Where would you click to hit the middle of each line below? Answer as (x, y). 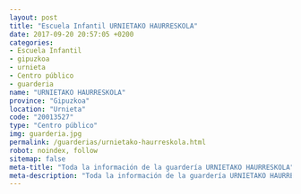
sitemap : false (38, 159)
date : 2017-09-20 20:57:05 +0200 (72, 34)
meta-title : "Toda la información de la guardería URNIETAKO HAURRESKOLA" (152, 167)
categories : (31, 42)
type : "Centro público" (54, 126)
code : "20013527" (42, 117)
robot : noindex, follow (54, 150)
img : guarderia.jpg (46, 134)
